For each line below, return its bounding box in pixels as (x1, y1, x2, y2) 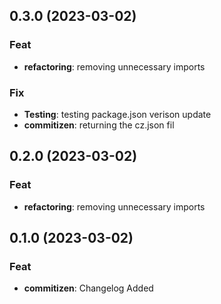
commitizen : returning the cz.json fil (23, 119, 175, 131)
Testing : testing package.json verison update (23, 108, 212, 120)
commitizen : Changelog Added (23, 282, 154, 294)
